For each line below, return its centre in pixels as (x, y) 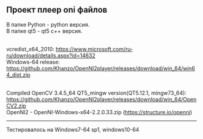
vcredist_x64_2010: (30, 49)
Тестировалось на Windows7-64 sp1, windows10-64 (73, 129)
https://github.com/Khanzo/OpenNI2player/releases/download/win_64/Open (101, 99)
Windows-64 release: (33, 62)
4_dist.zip (18, 74)
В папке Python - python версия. (48, 24)
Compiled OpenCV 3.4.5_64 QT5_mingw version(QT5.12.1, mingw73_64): (96, 92)
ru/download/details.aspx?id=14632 (51, 55)
